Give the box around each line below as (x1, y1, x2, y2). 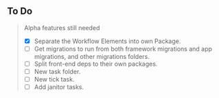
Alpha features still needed (23, 23, 100, 32)
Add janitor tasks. (34, 83, 84, 91)
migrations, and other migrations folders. (34, 52, 150, 60)
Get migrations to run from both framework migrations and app (34, 45, 213, 53)
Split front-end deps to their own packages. (34, 60, 158, 68)
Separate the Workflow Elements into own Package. (34, 37, 181, 45)
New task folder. (34, 68, 81, 75)
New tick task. (34, 75, 75, 84)
